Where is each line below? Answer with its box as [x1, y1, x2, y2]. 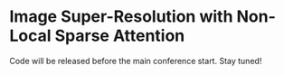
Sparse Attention [54, 25, 185, 46]
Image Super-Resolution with [9, 6, 233, 27]
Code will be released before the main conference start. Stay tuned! [9, 55, 262, 66]
